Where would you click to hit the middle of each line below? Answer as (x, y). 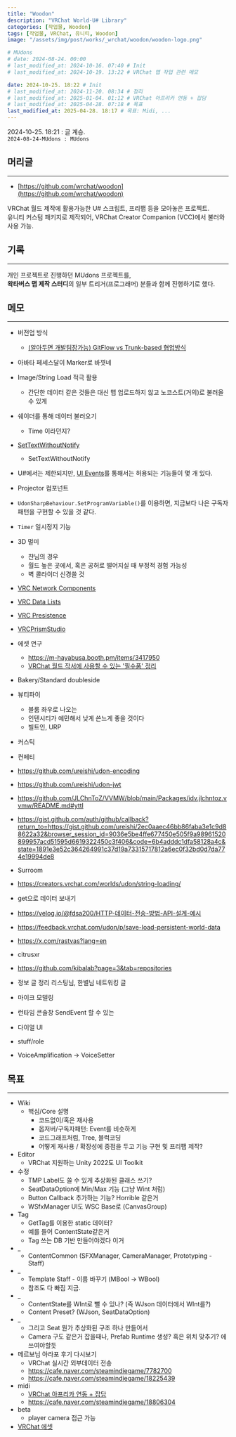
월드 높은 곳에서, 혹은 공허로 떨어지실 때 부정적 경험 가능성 (107, 566)
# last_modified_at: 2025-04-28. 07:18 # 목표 (75, 105)
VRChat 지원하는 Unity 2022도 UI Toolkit (85, 1163)
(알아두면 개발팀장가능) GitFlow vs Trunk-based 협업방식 (107, 348)
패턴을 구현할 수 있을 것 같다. (57, 512)
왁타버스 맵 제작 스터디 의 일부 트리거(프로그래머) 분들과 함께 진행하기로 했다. (111, 284)
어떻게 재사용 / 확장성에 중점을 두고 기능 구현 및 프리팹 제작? (120, 1147)
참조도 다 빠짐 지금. (54, 1288)
